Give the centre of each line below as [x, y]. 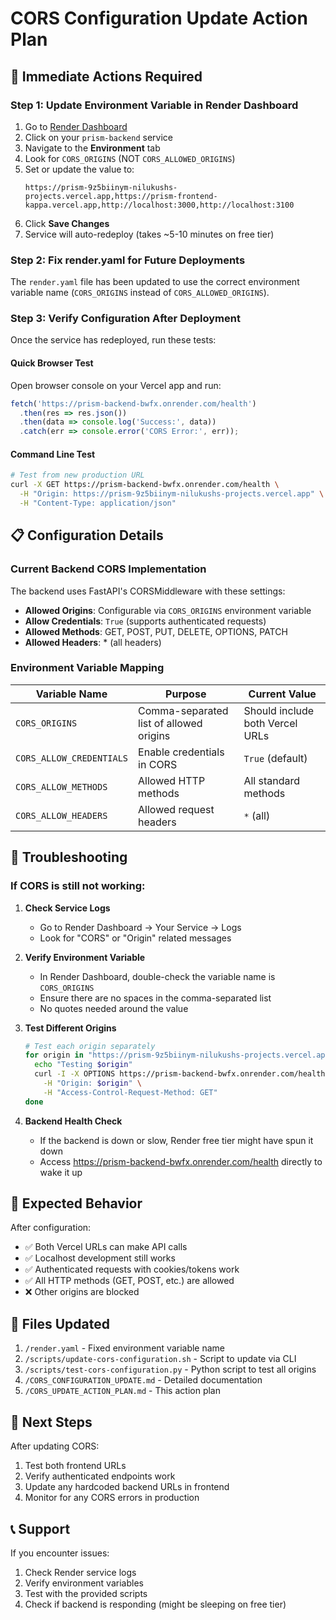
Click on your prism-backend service [98, 137]
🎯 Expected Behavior [76, 1203]
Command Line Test [53, 454]
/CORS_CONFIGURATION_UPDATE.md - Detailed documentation [143, 1380]
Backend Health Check [73, 1121]
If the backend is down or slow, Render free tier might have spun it [176, 1140]
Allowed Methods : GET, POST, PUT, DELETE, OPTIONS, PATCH [156, 631]
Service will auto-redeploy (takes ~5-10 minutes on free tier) [149, 234]
